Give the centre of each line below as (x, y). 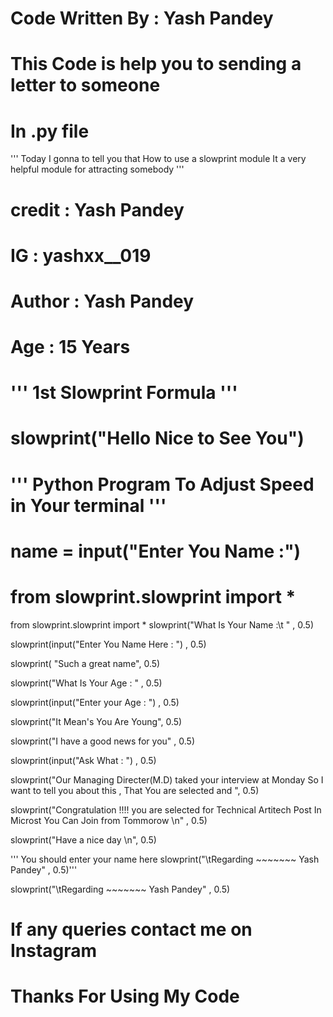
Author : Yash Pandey (102, 301)
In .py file (50, 131)
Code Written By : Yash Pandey (142, 18)
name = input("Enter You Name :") (156, 551)
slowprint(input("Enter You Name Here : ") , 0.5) (108, 644)
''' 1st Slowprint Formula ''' (124, 393)
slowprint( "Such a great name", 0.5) (85, 663)
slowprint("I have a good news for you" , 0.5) (102, 741)
